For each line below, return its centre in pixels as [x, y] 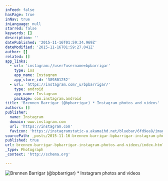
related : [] [17, 56]
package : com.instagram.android [48, 98]
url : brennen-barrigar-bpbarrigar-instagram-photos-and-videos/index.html [85, 145]
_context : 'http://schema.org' [38, 154]
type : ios [24, 71]
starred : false [21, 29]
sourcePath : [17, 136]
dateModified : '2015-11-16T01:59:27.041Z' [50, 47]
